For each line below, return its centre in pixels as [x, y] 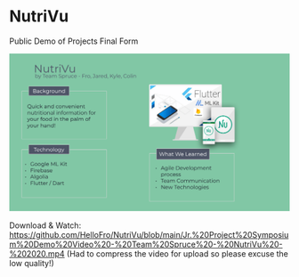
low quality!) [32, 263]
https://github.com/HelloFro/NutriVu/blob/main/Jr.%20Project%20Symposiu [149, 234]
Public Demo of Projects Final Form [74, 41]
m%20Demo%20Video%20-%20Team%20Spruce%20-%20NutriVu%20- [146, 244]
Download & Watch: [45, 225]
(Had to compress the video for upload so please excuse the [178, 253]
